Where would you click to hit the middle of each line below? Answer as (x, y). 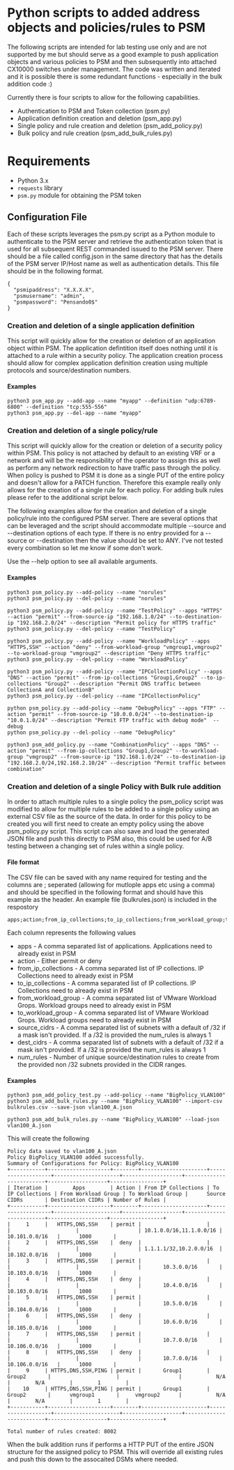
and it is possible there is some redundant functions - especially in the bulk (115, 76)
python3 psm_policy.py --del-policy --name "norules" (87, 598)
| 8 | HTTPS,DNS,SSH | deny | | (109, 1352)
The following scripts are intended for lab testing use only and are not (107, 47)
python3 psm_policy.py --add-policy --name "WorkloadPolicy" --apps (109, 641)
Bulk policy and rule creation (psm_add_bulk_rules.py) (95, 133)
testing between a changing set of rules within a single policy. (96, 846)
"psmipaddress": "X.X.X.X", (54, 290)
